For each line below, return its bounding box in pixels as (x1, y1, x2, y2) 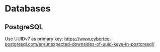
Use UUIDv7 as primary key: (5, 36, 63, 42)
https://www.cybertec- (64, 36, 112, 42)
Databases (5, 3, 51, 14)
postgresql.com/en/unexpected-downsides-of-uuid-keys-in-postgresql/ (5, 41, 154, 47)
